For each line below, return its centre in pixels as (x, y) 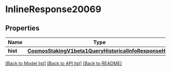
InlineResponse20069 (53, 9)
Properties (22, 28)
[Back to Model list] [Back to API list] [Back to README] (64, 63)
